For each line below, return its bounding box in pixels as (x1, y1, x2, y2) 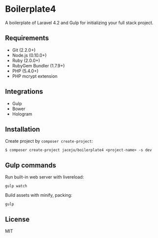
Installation (5, 125, 40, 133)
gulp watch (5, 183, 27, 189)
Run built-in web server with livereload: (5, 174, 84, 180)
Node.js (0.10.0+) (12, 52, 47, 58)
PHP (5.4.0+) (12, 68, 39, 74)
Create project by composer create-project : (5, 138, 93, 144)
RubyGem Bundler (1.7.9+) (12, 62, 65, 68)
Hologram (12, 111, 33, 117)
